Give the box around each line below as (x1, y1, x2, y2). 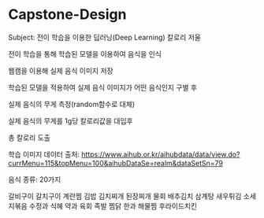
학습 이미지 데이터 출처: (8, 150, 80, 159)
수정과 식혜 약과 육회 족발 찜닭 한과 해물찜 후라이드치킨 (28, 201, 198, 210)
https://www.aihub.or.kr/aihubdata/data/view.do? (81, 150, 240, 159)
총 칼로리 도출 (8, 132, 51, 142)
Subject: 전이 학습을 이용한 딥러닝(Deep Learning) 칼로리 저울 (8, 32, 201, 42)
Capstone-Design (8, 6, 127, 24)
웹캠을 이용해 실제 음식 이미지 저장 (8, 65, 113, 76)
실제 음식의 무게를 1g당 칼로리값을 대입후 (8, 116, 133, 125)
